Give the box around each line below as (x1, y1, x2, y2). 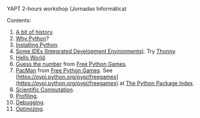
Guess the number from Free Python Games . (15, 60, 127, 67)
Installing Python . (15, 42, 59, 48)
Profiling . (15, 93, 39, 99)
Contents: (7, 17, 31, 23)
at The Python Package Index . (119, 79, 195, 87)
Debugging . (15, 99, 45, 106)
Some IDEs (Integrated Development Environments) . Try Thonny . (15, 48, 177, 55)
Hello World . (15, 54, 47, 61)
